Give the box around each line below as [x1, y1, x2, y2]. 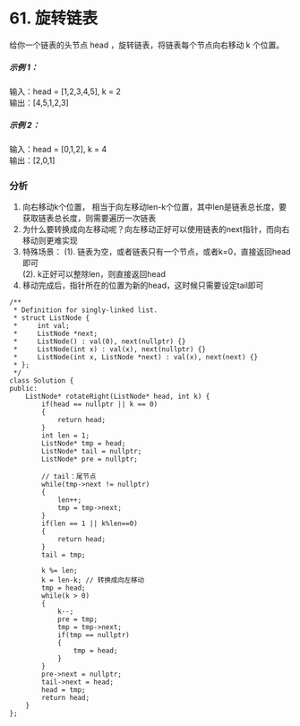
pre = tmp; [56, 615, 99, 624]
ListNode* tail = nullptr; [41, 447, 142, 456]
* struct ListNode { [13, 314, 90, 323]
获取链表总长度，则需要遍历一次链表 [21, 212, 157, 224]
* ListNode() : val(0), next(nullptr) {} [13, 337, 186, 346]
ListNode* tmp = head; [41, 439, 126, 448]
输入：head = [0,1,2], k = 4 [9, 143, 107, 154]
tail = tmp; [41, 550, 87, 560]
